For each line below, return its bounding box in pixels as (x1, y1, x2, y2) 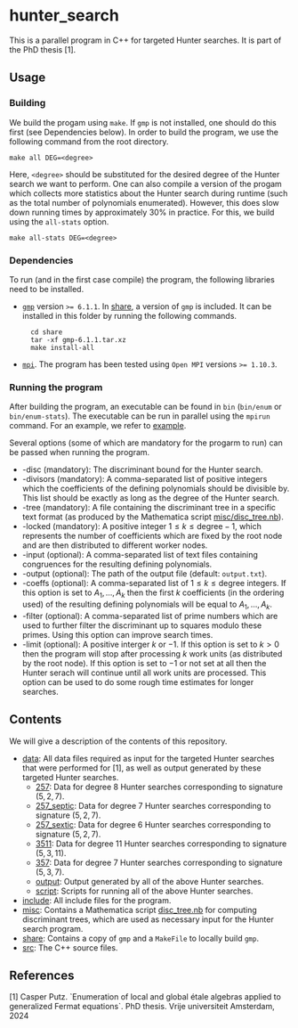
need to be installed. (9, 283, 85, 294)
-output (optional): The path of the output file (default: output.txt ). (21, 568, 268, 579)
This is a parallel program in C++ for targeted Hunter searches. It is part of (9, 35, 282, 45)
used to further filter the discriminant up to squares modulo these (21, 620, 262, 631)
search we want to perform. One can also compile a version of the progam (9, 178, 282, 189)
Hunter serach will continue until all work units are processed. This (21, 667, 267, 678)
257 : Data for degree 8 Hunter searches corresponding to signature (35, 781, 283, 792)
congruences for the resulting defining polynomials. (21, 559, 213, 570)
